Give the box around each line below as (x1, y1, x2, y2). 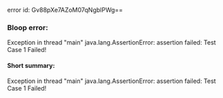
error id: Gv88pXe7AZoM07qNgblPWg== (7, 6, 123, 14)
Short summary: (7, 61, 55, 69)
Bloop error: (7, 23, 48, 32)
